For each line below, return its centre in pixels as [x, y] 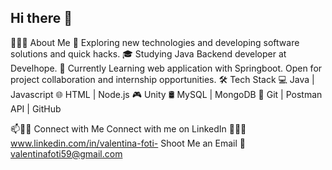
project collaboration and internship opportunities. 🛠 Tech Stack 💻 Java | [162, 79]
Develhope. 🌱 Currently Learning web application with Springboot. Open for [166, 68]
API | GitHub [36, 108]
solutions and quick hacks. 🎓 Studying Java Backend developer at [148, 53]
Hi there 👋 [41, 18]
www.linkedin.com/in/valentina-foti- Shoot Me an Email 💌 [128, 143]
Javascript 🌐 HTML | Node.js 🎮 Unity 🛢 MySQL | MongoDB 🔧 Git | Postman [166, 94]
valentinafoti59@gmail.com [66, 153]
